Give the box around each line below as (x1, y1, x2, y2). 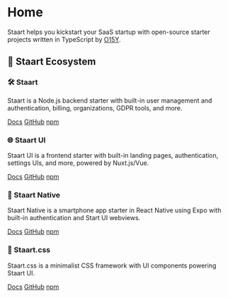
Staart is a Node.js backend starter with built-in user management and (7, 96, 212, 105)
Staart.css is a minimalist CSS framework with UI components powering (7, 261, 217, 270)
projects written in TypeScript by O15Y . (7, 35, 122, 43)
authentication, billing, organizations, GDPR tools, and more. (7, 103, 183, 112)
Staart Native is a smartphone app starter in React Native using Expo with (7, 206, 222, 214)
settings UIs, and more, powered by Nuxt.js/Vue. (7, 159, 149, 167)
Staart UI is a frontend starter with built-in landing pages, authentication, (7, 151, 219, 159)
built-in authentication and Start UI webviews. (7, 214, 141, 222)
